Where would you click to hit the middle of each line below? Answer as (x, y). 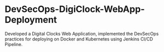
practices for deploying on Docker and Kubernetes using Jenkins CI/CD (79, 39)
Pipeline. (14, 44)
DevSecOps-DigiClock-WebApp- (75, 9)
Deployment (31, 20)
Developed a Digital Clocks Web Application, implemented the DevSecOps (82, 33)
